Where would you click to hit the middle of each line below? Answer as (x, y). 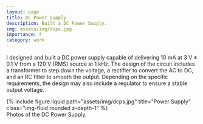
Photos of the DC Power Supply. (46, 114)
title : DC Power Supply (36, 18)
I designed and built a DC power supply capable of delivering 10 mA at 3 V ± (102, 57)
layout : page (23, 12)
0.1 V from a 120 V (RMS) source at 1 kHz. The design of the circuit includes (101, 64)
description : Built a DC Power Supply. (57, 23)
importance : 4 (24, 35)
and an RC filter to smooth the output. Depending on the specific (87, 77)
